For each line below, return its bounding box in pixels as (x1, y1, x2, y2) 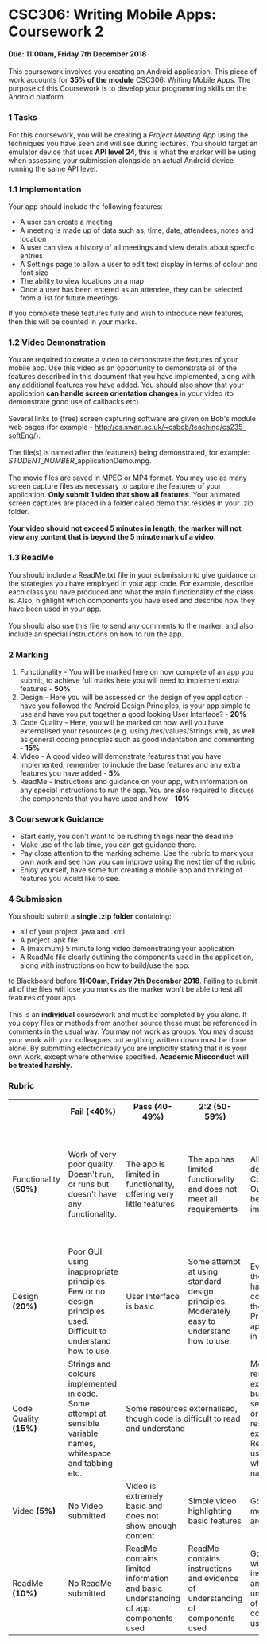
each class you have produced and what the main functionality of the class (8, 586, 254, 597)
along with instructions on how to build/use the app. (19, 961, 191, 970)
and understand (126, 1422, 185, 1433)
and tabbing (68, 1457, 113, 1468)
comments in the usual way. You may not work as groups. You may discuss (8, 1027, 254, 1036)
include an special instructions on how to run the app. (8, 629, 184, 639)
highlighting (188, 1505, 233, 1516)
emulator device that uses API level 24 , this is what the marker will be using (8, 147, 257, 157)
